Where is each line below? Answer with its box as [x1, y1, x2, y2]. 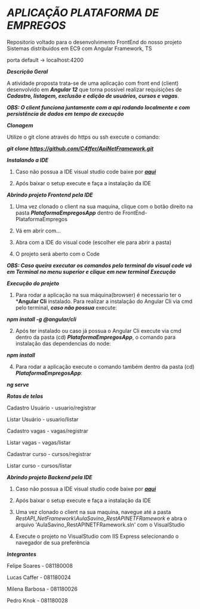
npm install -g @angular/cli [7, 316, 76, 323]
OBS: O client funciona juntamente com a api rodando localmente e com [7, 103, 190, 111]
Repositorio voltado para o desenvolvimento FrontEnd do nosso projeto [7, 38, 182, 45]
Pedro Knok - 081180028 [7, 596, 68, 604]
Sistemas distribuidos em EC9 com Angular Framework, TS [7, 45, 152, 52]
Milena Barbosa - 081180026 [7, 585, 78, 592]
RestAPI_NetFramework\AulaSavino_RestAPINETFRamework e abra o [15, 515, 187, 522]
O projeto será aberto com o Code [15, 250, 100, 257]
